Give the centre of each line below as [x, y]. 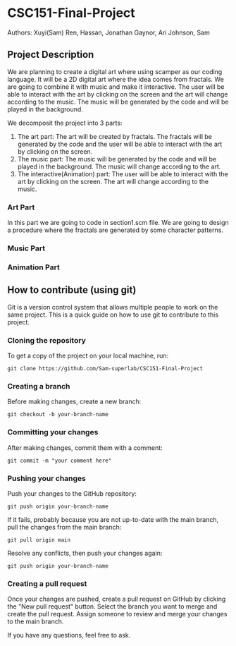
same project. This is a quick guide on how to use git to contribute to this [113, 315]
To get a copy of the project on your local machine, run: [88, 355]
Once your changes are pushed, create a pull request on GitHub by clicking [117, 599]
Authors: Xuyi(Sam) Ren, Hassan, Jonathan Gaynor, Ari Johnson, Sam [108, 32]
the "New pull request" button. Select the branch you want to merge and [112, 607]
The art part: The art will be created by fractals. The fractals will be [115, 136]
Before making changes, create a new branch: [74, 402]
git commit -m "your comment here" [60, 461]
